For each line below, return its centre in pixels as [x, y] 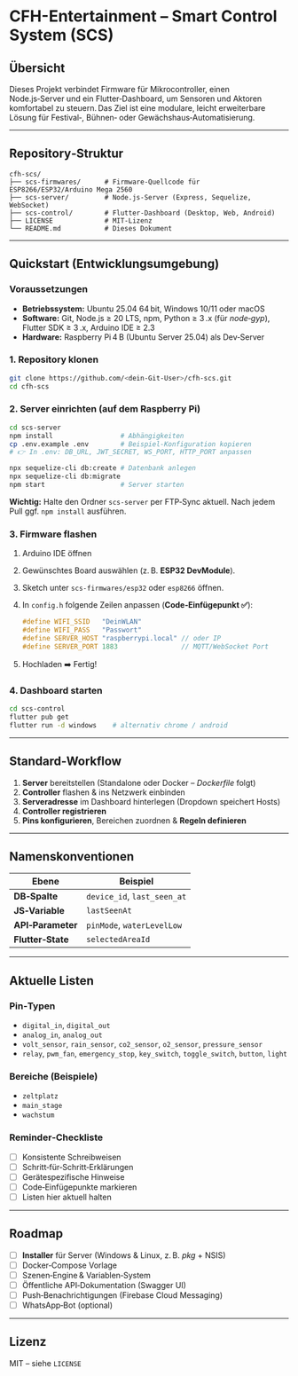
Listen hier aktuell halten [67, 1197]
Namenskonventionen [72, 857]
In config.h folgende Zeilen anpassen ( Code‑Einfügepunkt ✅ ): [137, 605]
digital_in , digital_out [66, 1025]
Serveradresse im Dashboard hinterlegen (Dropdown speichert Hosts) [151, 801]
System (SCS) [62, 35]
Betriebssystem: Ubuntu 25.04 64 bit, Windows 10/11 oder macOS [143, 309]
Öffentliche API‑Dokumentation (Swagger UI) [104, 1285]
